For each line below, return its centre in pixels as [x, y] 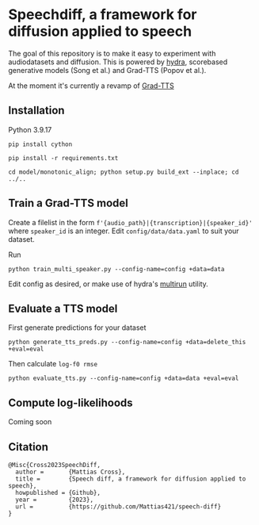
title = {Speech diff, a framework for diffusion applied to [131, 479]
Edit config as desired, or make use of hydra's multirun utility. [108, 284]
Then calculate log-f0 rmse [53, 364]
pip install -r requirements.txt [63, 158]
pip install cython [40, 144]
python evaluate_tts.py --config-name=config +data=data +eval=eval [124, 378]
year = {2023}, [54, 500]
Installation [36, 111]
